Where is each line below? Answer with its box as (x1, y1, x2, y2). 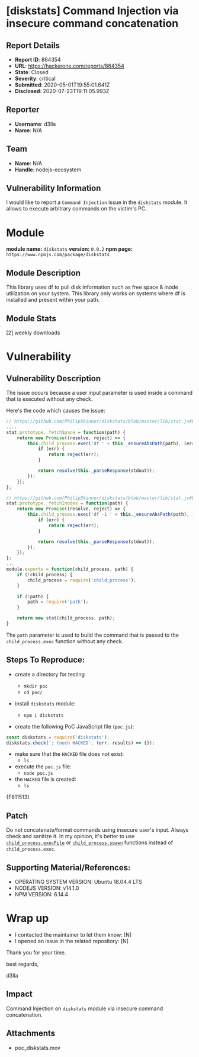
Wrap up (6, 912, 49, 925)
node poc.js (23, 771, 53, 777)
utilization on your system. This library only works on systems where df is (6, 290, 185, 297)
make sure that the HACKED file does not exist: (14, 751, 124, 758)
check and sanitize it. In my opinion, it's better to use (6, 833, 135, 840)
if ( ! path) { (17, 593, 49, 599)
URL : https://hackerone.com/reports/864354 (14, 62, 124, 69)
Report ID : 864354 (14, 56, 61, 63)
